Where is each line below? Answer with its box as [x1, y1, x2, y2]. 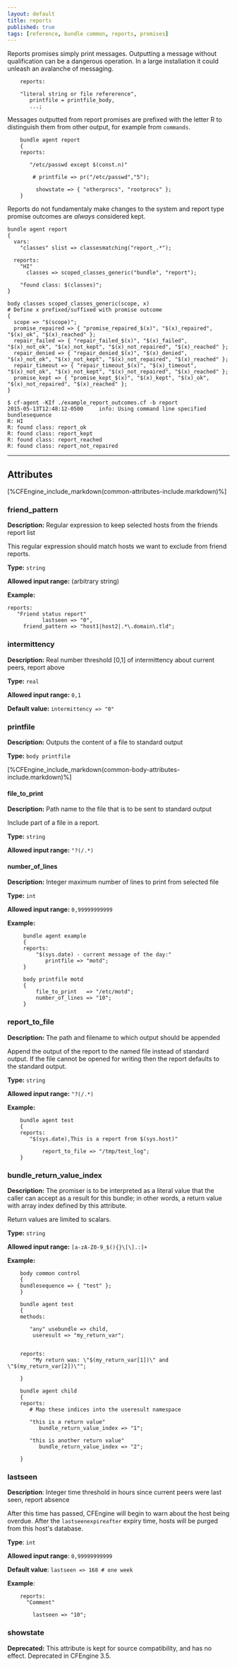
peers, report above [7, 663, 66, 671]
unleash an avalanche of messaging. [7, 64, 114, 73]
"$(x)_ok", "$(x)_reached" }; [7, 331, 97, 338]
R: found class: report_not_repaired [7, 443, 119, 450]
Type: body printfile [7, 751, 71, 760]
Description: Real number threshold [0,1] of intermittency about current [7, 655, 215, 664]
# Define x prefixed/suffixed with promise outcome [7, 306, 162, 313]
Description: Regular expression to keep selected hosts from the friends [7, 521, 219, 529]
